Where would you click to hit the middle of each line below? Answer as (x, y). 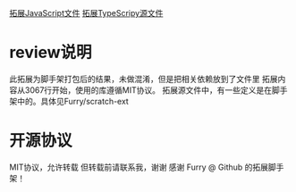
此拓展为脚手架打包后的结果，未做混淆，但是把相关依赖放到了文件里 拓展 (144, 79)
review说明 (51, 53)
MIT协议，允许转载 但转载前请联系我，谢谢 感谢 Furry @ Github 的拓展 (139, 167)
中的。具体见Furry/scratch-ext (73, 101)
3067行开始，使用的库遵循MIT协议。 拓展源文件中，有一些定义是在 (148, 90)
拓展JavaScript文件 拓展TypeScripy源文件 (86, 13)
